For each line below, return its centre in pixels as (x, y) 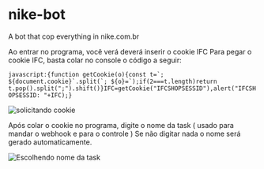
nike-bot (37, 15)
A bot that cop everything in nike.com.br (74, 36)
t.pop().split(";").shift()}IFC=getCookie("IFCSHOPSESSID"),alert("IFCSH (132, 88)
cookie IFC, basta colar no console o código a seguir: (95, 60)
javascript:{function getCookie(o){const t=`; (86, 74)
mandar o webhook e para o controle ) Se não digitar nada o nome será (124, 133)
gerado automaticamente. (50, 142)
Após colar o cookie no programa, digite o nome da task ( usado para (121, 125)
